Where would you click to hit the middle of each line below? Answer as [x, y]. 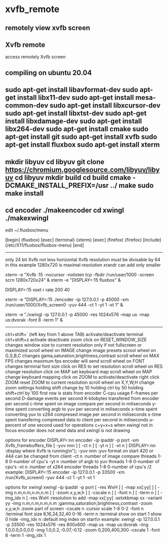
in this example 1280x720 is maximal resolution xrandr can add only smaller [83, 265]
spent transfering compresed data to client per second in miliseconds [77, 420]
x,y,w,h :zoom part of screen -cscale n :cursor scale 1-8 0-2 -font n [74, 509]
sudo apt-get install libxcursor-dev [105, 106]
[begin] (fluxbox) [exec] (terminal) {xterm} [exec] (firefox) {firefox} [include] [83, 240]
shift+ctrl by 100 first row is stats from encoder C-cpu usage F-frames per [82, 393]
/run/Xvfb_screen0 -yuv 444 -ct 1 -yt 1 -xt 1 [50, 478]
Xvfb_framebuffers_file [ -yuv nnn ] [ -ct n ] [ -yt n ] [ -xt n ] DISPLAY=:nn [80, 446]
